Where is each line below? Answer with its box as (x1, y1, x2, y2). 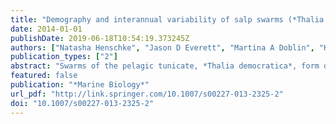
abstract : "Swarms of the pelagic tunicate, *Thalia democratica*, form (10, 61, 320, 71)
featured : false (10, 71, 78, 81)
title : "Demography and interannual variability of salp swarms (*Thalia (10, 14, 325, 25)
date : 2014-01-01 (10, 24, 83, 34)
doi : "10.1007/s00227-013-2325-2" (10, 98, 155, 108)
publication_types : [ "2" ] (10, 52, 118, 62)
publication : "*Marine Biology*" (10, 80, 150, 90)
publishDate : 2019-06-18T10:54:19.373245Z (10, 33, 190, 43)
